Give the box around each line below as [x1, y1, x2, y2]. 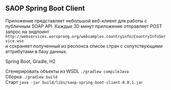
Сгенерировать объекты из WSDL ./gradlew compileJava [5, 68, 129, 74]
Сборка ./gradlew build [5, 74, 58, 80]
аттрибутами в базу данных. [5, 48, 68, 54]
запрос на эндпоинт [5, 28, 50, 35]
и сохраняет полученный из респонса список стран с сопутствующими [5, 43, 163, 49]
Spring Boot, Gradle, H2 [5, 58, 56, 64]
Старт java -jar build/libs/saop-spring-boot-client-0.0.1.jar [5, 79, 143, 85]
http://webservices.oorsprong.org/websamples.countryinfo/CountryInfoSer [5, 34, 166, 39]
